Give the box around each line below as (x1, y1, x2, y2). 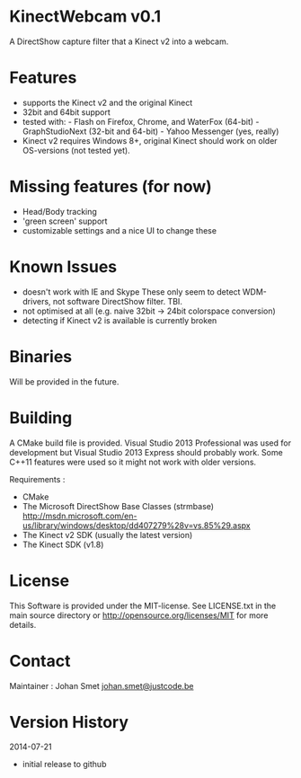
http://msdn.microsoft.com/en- (22, 510, 137, 521)
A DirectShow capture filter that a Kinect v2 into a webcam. (9, 36, 229, 47)
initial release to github (22, 759, 107, 770)
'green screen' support (22, 216, 108, 226)
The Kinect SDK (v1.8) (22, 539, 104, 550)
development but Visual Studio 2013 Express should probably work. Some (9, 446, 283, 457)
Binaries (9, 346, 73, 367)
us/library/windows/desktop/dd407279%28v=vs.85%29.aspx (22, 519, 251, 531)
